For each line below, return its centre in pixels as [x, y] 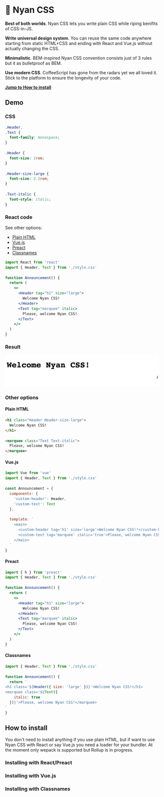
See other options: [24, 228]
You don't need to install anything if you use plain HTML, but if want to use [80, 740]
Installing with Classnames [38, 789]
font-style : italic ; [30, 199]
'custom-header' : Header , [40, 499]
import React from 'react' [32, 262]
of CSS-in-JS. [19, 28]
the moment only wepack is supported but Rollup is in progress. [69, 750]
